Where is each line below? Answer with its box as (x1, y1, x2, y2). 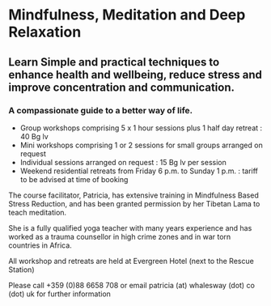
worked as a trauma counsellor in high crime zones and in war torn (8, 232, 231, 241)
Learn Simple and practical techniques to (8, 55, 220, 69)
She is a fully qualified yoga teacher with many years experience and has (8, 223, 252, 232)
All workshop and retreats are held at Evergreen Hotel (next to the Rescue (8, 256, 255, 266)
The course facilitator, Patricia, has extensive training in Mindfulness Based (8, 190, 259, 200)
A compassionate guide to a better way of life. (8, 104, 193, 116)
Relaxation (8, 23, 82, 41)
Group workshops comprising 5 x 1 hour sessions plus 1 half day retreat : (19, 123, 263, 133)
